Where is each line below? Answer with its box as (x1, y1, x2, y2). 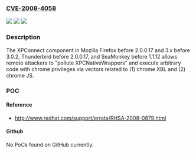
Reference (6, 101, 32, 108)
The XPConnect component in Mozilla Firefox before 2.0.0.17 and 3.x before (6, 46, 190, 54)
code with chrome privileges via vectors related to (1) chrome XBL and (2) (6, 65, 186, 72)
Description (6, 33, 41, 41)
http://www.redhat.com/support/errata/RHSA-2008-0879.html (14, 114, 166, 121)
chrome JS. (6, 72, 34, 79)
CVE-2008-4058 (6, 4, 57, 12)
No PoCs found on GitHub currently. (6, 141, 94, 148)
